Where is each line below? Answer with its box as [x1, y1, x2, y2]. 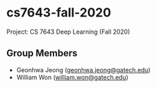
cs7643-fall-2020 [6, 5, 111, 21]
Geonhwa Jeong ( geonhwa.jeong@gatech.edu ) [16, 65, 151, 74]
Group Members [6, 47, 78, 59]
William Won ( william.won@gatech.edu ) [16, 73, 129, 81]
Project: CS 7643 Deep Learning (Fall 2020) [6, 27, 131, 36]
